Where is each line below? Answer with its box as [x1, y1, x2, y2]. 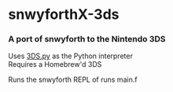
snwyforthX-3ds [8, 6, 120, 24]
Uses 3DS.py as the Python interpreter [8, 51, 134, 61]
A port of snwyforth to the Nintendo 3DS [8, 34, 167, 45]
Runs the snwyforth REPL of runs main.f [8, 75, 138, 84]
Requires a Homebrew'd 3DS [8, 60, 102, 69]
